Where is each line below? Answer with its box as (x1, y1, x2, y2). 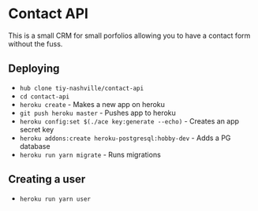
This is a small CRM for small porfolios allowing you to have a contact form (8, 31, 251, 40)
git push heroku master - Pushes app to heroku (19, 108, 176, 117)
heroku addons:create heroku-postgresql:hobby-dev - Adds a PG (19, 133, 231, 143)
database (19, 141, 50, 150)
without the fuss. (8, 39, 63, 48)
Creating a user (8, 172, 86, 186)
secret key (19, 124, 54, 134)
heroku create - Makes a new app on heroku (19, 99, 166, 109)
